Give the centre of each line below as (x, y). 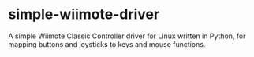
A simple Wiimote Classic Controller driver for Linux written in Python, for (127, 36)
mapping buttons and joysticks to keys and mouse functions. (107, 44)
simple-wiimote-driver (84, 14)
